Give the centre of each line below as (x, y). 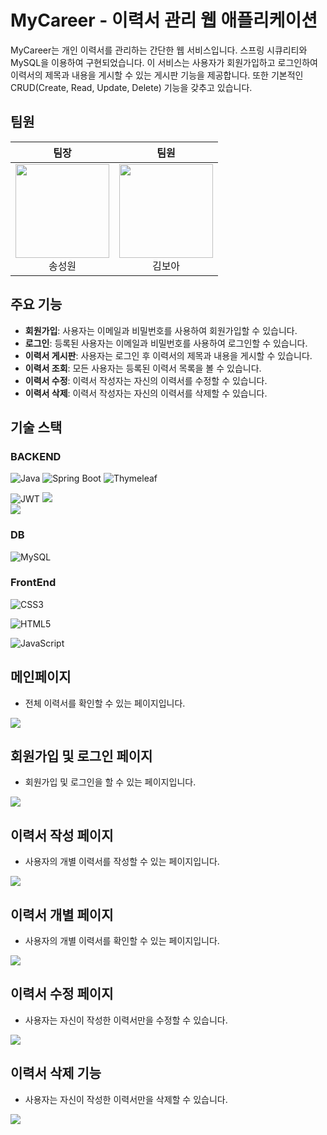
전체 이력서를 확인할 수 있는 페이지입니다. (105, 703)
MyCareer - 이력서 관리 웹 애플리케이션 (164, 20)
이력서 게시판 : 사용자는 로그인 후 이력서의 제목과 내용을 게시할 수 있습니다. (168, 355)
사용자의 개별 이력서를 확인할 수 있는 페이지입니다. (122, 941)
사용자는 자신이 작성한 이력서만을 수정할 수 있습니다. (126, 1020)
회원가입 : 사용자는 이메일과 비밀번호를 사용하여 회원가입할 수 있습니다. (161, 330)
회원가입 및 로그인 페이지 (81, 756)
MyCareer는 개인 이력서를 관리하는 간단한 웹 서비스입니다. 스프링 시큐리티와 (159, 50)
